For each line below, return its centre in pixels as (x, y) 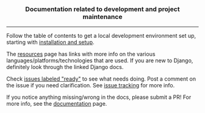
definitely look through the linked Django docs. (65, 67)
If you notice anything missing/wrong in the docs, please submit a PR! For (99, 97)
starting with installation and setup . (50, 42)
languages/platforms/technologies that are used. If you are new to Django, (100, 60)
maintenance (103, 16)
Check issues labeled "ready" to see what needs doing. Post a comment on (101, 79)
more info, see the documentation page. (57, 104)
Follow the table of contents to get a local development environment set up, (101, 36)
